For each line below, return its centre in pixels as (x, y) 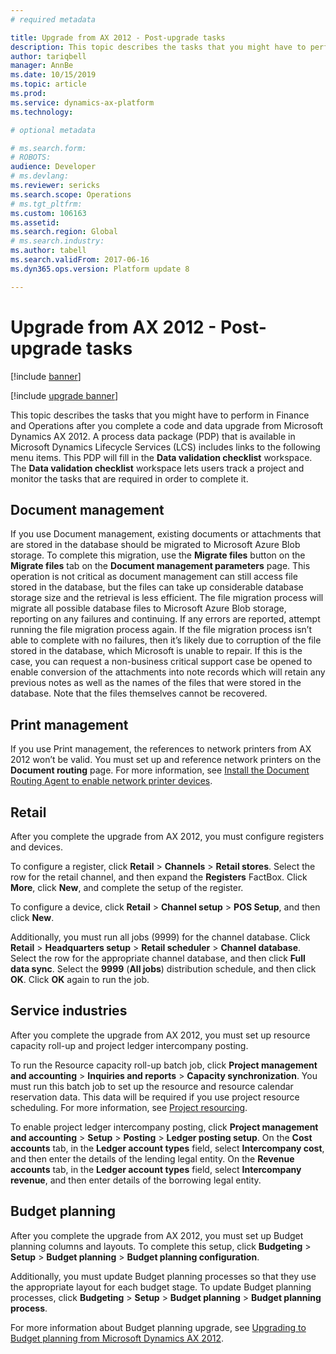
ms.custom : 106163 (48, 213)
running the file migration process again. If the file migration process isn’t (161, 630)
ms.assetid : (35, 222)
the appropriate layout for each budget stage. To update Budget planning (161, 1287)
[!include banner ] (46, 376)
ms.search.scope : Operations (71, 194)
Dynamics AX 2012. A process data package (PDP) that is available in (153, 436)
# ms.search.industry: (57, 241)
